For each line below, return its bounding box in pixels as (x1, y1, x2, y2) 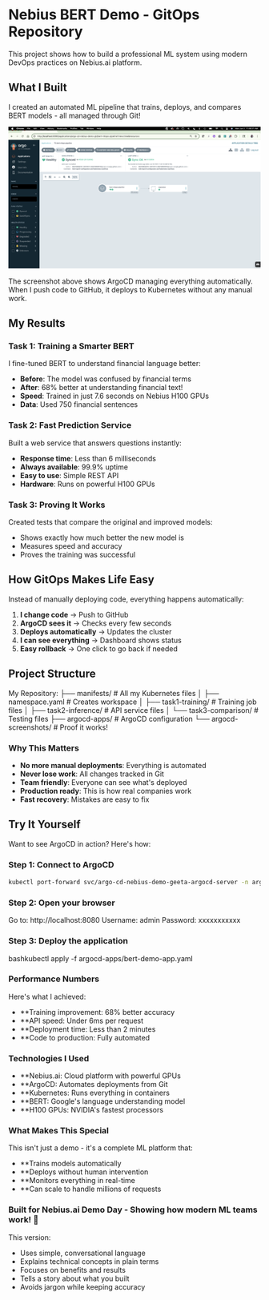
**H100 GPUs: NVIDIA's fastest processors (19, 1105, 164, 1115)
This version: (8, 1232, 51, 1242)
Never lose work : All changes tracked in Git (19, 769, 164, 779)
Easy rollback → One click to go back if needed (19, 643, 179, 654)
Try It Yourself (8, 818, 82, 831)
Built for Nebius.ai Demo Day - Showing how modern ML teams (8, 1204, 258, 1215)
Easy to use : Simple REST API (19, 470, 119, 480)
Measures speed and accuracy (19, 541, 122, 551)
